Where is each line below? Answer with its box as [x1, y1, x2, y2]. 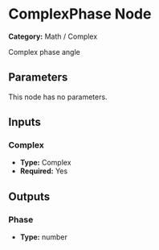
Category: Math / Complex [8, 31, 98, 41]
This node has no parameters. [8, 92, 108, 102]
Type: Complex [19, 158, 71, 168]
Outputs [8, 190, 51, 203]
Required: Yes [19, 166, 68, 176]
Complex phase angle [8, 47, 80, 56]
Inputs [8, 115, 42, 129]
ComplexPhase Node [8, 5, 152, 23]
